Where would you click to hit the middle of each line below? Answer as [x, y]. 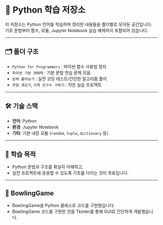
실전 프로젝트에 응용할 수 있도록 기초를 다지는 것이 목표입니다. [70, 173]
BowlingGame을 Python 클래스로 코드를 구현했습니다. [63, 206]
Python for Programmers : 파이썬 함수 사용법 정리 [59, 67]
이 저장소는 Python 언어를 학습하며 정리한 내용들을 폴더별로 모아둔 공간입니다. [79, 24]
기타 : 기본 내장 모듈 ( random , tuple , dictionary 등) [60, 133]
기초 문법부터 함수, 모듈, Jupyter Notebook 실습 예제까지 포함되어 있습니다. [77, 30]
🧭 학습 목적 [21, 154]
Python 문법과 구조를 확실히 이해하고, [48, 167]
